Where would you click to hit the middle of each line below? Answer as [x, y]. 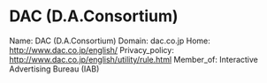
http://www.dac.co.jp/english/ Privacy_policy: [92, 49]
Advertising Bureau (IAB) [54, 69]
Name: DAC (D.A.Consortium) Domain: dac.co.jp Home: [110, 41]
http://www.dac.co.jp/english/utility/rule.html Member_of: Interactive [134, 59]
